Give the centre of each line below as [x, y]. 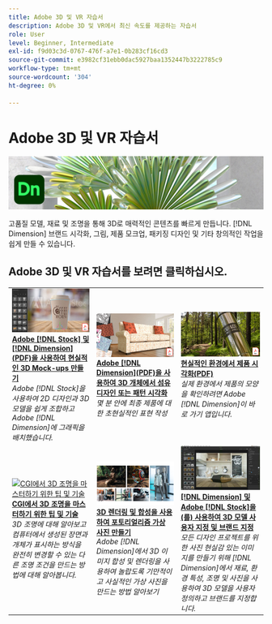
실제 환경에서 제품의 [212, 384]
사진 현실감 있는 [214, 547]
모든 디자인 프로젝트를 [215, 537]
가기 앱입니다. [210, 415]
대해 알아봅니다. [52, 575]
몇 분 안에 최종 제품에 [130, 402]
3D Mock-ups [44, 368]
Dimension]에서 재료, [215, 567]
